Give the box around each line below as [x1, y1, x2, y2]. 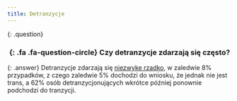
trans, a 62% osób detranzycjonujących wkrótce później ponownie [7, 78, 202, 87]
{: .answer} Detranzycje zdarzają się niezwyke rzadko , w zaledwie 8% [7, 63, 212, 71]
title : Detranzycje [7, 10, 65, 18]
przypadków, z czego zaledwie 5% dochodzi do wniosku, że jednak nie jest [7, 71, 228, 79]
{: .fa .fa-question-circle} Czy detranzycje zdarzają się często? [8, 47, 231, 57]
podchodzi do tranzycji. [7, 85, 76, 94]
